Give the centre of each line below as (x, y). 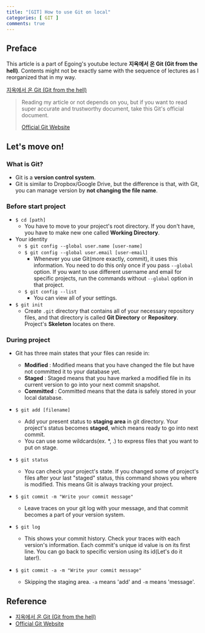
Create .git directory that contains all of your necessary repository (109, 311)
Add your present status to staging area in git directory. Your (101, 422)
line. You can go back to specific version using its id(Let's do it (103, 552)
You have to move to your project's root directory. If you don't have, (110, 226)
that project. (49, 285)
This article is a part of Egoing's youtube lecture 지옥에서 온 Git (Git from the (102, 64)
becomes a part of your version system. (75, 515)
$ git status (32, 460)
